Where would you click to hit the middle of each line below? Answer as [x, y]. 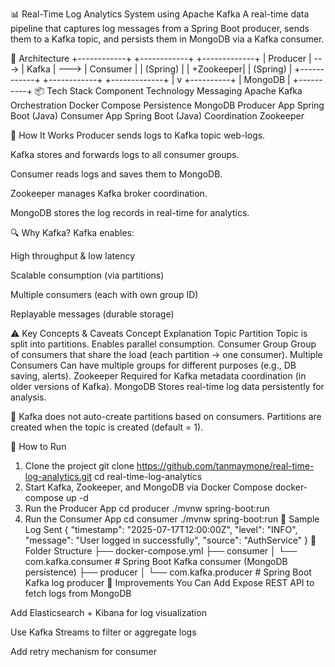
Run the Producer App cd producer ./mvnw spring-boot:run [147, 508]
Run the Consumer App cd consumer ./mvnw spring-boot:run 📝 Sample [172, 519]
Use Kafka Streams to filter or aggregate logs [103, 632]
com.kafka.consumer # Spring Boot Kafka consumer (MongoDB [156, 561]
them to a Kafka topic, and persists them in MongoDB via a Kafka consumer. [167, 39]
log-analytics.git [58, 476]
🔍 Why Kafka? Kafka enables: [72, 232]
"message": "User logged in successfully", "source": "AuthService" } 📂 [170, 540]
